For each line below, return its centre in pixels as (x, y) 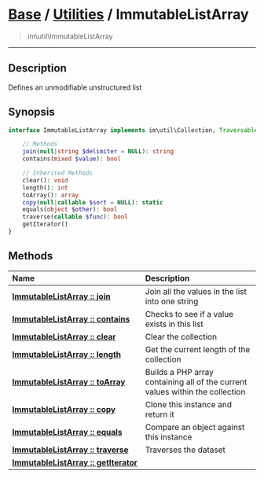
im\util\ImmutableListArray (70, 36)
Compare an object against (195, 427)
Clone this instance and (188, 404)
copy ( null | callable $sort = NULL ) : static (93, 202)
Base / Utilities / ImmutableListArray (128, 15)
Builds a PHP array (180, 372)
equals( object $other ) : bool (70, 210)
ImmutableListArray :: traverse (70, 450)
